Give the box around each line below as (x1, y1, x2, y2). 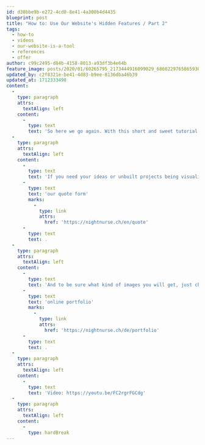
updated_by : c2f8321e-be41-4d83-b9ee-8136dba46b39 (6, 72, 138, 78)
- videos (12, 37, 34, 43)
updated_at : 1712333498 (6, 77, 67, 83)
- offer (12, 54, 32, 61)
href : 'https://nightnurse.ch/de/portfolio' (45, 327, 160, 333)
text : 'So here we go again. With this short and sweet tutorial (28, 128, 198, 134)
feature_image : (6, 65, 45, 72)
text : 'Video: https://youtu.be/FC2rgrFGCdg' (28, 389, 146, 396)
